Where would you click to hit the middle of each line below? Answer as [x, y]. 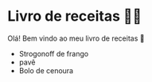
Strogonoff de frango [54, 53]
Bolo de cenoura [46, 70]
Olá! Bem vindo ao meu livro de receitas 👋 [76, 38]
